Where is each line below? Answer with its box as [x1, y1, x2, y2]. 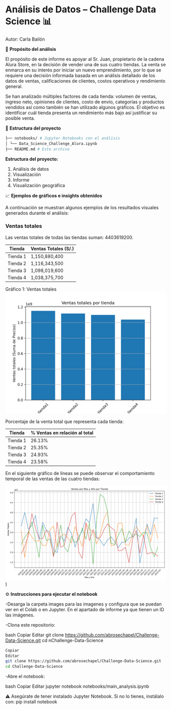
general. [5, 83, 23, 89]
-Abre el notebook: [5, 673, 45, 680]
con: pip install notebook [5, 699, 57, 705]
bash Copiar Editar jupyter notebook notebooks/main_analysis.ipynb [5, 683, 149, 689]
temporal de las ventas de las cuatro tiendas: [5, 476, 100, 482]
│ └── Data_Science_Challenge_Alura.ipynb [5, 141, 97, 146]
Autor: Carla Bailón [5, 36, 45, 42]
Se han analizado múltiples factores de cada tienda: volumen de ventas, [5, 93, 157, 99]
